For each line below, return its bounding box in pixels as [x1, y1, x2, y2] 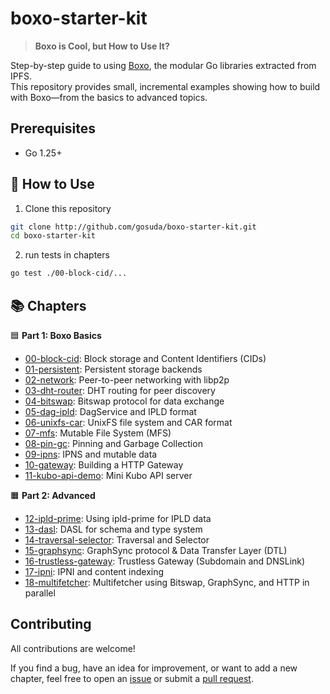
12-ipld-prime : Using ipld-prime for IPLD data [24, 513, 212, 524]
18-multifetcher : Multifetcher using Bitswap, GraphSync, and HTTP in [24, 577, 310, 588]
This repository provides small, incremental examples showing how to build [10, 80, 321, 92]
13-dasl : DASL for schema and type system [24, 523, 203, 535]
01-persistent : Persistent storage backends [24, 363, 203, 375]
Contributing [10, 616, 92, 633]
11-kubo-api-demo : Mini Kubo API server [24, 470, 193, 481]
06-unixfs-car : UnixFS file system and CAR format [24, 417, 233, 428]
